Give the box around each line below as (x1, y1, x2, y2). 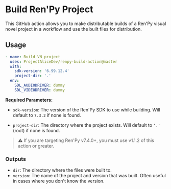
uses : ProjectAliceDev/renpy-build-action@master (10, 59, 117, 64)
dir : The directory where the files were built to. (12, 167, 112, 173)
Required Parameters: (5, 97, 53, 103)
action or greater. (17, 143, 55, 149)
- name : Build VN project (5, 54, 60, 59)
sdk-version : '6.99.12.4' (14, 68, 70, 74)
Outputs (5, 155, 27, 162)
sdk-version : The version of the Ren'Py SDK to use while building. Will (12, 106, 160, 113)
